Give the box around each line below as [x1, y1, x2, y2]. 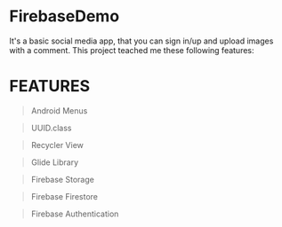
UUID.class [30, 122, 72, 133]
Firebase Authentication [30, 208, 119, 219]
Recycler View [30, 139, 85, 150]
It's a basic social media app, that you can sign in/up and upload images [9, 35, 274, 46]
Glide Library [30, 157, 79, 168]
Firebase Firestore [30, 191, 98, 201]
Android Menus [30, 105, 88, 116]
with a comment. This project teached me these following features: [9, 44, 255, 55]
